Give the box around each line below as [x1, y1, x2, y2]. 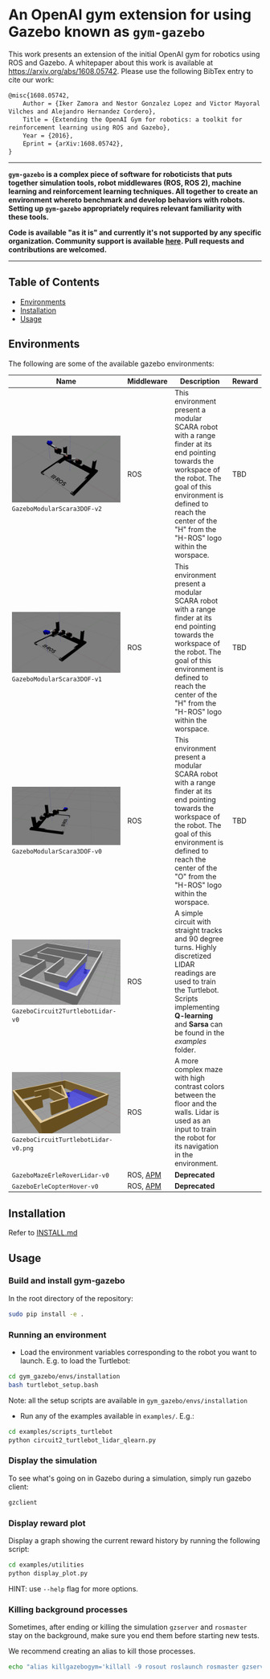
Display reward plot [8, 1517, 86, 1529]
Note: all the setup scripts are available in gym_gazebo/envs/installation [8, 1395, 247, 1405]
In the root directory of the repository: [8, 1293, 134, 1303]
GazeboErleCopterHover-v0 [11, 1182, 99, 1190]
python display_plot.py [8, 1569, 88, 1577]
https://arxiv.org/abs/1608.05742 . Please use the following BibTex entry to [8, 66, 254, 76]
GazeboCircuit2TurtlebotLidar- [11, 1007, 117, 1015]
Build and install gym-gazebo [8, 1276, 125, 1287]
